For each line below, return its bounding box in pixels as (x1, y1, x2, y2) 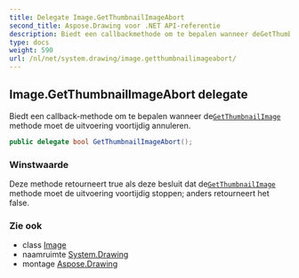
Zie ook (9, 219, 43, 232)
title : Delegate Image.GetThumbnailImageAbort (9, 12, 185, 22)
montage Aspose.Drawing (21, 258, 118, 269)
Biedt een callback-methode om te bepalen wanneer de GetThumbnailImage (9, 110, 281, 121)
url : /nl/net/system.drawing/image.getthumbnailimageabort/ (9, 54, 238, 63)
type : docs (9, 37, 50, 47)
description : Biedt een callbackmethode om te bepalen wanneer (9, 29, 249, 38)
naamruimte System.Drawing (21, 250, 129, 260)
